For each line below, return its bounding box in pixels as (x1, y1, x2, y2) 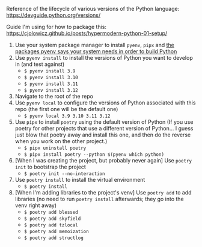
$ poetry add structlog (23, 235, 84, 241)
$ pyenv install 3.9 (23, 68, 76, 74)
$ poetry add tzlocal (23, 222, 78, 228)
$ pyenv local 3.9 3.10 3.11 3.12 (23, 113, 111, 119)
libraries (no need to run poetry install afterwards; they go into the (14, 196, 185, 202)
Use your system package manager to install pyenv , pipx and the (14, 42, 174, 48)
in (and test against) (14, 60, 65, 68)
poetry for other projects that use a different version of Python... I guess (14, 125, 194, 132)
